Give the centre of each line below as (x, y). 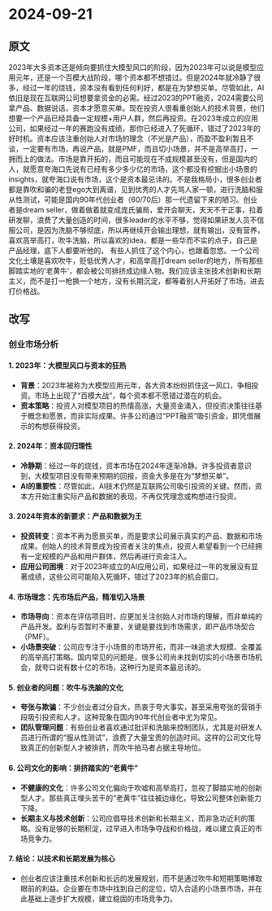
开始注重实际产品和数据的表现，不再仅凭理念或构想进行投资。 (138, 496)
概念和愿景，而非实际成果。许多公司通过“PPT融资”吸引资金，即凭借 (140, 415)
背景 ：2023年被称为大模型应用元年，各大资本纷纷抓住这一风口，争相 (136, 385)
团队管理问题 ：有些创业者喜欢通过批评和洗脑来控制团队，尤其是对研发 (138, 727)
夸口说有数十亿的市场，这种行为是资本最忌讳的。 (123, 668)
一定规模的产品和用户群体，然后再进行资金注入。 (109, 556)
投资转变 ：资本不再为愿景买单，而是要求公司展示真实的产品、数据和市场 (141, 536)
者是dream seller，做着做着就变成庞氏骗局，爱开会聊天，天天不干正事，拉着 (136, 210)
